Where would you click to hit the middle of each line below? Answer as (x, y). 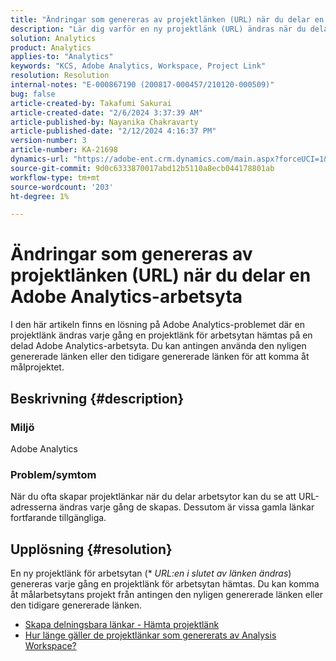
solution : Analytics (53, 38)
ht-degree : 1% (40, 196)
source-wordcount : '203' (62, 187)
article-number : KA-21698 (64, 150)
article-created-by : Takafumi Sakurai (91, 103)
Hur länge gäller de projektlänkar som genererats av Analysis (150, 635)
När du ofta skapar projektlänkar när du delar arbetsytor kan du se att (153, 497)
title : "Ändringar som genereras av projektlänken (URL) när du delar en (167, 19)
